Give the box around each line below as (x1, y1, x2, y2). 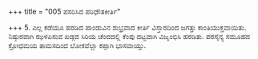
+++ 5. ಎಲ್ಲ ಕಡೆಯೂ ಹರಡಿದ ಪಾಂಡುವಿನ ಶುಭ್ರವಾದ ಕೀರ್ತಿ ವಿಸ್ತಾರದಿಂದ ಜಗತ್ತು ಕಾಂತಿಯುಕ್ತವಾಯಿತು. (8, 23, 247, 32)
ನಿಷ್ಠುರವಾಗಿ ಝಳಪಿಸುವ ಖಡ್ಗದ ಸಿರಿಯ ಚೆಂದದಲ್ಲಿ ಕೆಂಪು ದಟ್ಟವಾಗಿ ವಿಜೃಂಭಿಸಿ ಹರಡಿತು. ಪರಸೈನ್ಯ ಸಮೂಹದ (8, 32, 251, 41)
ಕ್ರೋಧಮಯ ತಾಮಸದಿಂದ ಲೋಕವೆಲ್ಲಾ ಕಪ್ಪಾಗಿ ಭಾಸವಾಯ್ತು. (8, 41, 147, 50)
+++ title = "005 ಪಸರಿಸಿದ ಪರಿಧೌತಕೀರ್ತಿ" (8, 7, 121, 16)
